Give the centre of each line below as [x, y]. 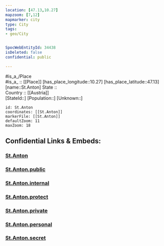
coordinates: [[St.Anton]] [34, 112]
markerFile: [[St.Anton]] [33, 116]
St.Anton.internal [27, 183]
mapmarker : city [22, 19]
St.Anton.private [27, 211]
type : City [17, 24]
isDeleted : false [24, 52]
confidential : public [28, 57]
